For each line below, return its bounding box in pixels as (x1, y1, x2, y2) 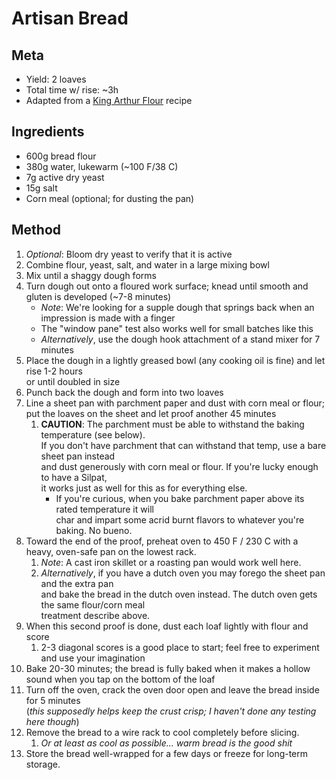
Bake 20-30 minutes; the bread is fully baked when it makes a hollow (25, 662, 311, 674)
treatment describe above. (40, 609, 151, 621)
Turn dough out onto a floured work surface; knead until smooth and (25, 280, 309, 292)
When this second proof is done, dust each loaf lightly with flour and (25, 620, 309, 632)
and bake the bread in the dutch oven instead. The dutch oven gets (40, 588, 318, 600)
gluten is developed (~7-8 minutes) (25, 290, 172, 302)
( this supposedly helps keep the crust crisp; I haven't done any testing (25, 705, 317, 717)
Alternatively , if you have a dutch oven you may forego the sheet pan (40, 567, 326, 579)
